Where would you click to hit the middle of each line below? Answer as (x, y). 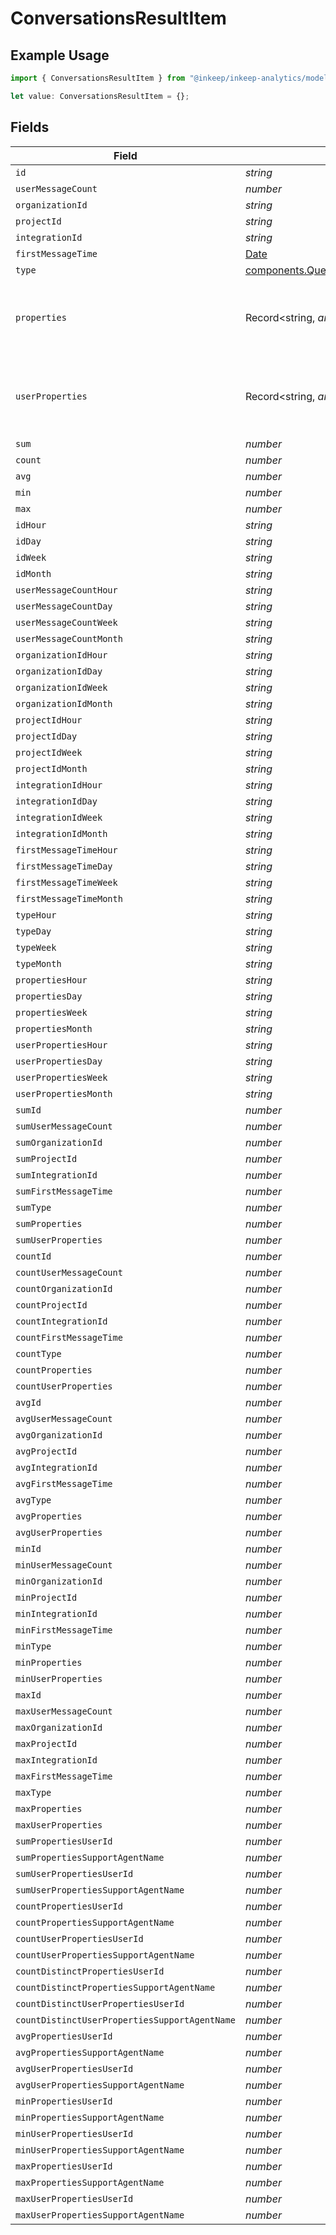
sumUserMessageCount (64, 1126)
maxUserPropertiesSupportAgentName (100, 2215)
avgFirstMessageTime (64, 1483)
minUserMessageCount (64, 1565)
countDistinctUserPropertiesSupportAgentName (125, 2020)
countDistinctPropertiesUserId (90, 1971)
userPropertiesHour (61, 1045)
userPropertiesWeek (61, 1077)
